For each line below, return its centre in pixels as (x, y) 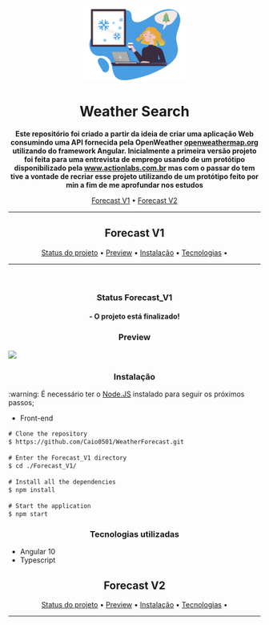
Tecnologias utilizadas (134, 534)
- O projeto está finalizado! (134, 317)
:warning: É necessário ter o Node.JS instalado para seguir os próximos (126, 394)
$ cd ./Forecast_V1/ (43, 466)
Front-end (36, 418)
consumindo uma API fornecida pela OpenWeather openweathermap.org (134, 142)
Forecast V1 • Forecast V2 (134, 200)
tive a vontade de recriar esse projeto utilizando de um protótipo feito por (134, 176)
